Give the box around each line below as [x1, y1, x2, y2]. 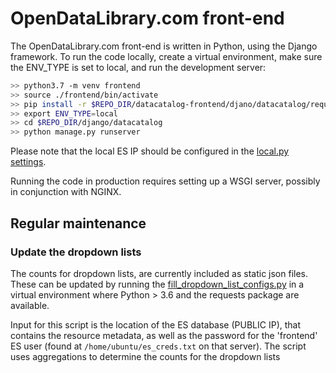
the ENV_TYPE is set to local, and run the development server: [10, 61, 267, 73]
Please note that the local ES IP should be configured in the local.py [10, 145, 290, 157]
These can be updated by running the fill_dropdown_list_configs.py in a [10, 278, 305, 290]
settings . [10, 156, 47, 168]
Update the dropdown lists [10, 245, 142, 259]
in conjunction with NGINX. [10, 186, 122, 198]
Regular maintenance [10, 215, 147, 232]
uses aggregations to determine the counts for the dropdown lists [10, 350, 281, 362]
